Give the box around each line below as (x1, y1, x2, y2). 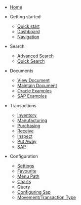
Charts (17, 179, 31, 184)
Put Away (17, 138, 37, 144)
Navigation (17, 34, 40, 40)
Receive (17, 128, 34, 134)
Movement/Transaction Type (17, 195, 76, 200)
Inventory (17, 112, 37, 118)
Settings (17, 163, 35, 168)
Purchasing (17, 123, 40, 128)
